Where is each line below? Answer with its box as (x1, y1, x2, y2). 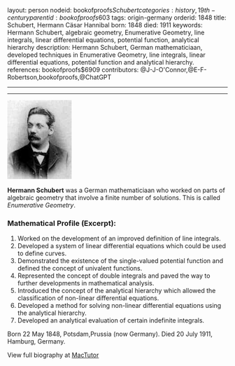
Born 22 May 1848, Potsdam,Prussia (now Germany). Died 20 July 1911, (7, 330, 213, 339)
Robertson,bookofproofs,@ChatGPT (7, 73, 112, 81)
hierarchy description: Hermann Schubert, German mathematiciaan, (7, 43, 203, 51)
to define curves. (17, 249, 67, 258)
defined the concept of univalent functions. (17, 264, 143, 273)
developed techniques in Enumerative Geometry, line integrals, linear (7, 50, 206, 59)
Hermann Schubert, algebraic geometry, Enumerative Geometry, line (7, 28, 205, 36)
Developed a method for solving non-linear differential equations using (17, 301, 222, 310)
